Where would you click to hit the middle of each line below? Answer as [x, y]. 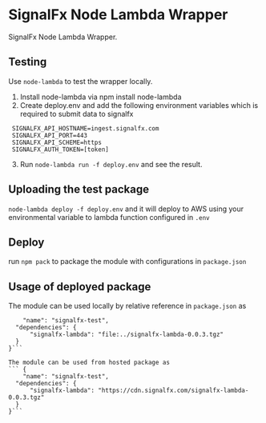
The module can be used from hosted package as [89, 363]
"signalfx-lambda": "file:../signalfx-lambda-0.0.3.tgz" [127, 335]
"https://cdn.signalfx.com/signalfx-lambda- [173, 391]
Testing [28, 62]
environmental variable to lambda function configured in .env [109, 217]
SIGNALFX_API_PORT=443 [50, 135]
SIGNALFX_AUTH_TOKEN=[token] [60, 150]
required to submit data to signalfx [77, 114]
